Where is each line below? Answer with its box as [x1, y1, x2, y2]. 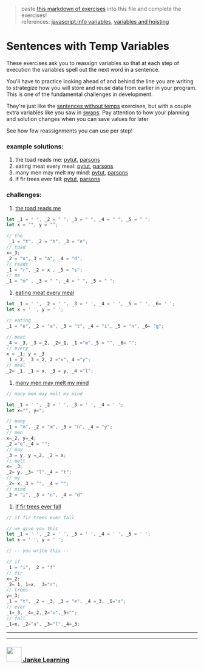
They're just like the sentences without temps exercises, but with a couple [6, 102, 192, 109]
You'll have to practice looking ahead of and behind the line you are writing [6, 77, 194, 85]
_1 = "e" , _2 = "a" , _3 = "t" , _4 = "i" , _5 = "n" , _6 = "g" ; [6, 323, 165, 329]
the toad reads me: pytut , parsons [15, 156, 100, 164]
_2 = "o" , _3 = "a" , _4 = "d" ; [6, 255, 83, 261]
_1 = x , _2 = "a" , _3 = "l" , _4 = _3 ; [6, 621, 80, 627]
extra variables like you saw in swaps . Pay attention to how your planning [6, 109, 189, 116]
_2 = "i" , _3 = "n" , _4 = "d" [6, 492, 83, 498]
